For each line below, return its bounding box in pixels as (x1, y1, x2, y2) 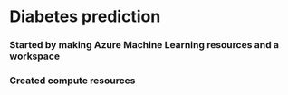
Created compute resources (9, 74, 136, 87)
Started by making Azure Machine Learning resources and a (9, 39, 279, 52)
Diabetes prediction (9, 6, 161, 27)
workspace (9, 50, 61, 62)
